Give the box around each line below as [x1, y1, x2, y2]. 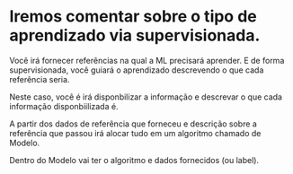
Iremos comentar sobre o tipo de [9, 6, 258, 27]
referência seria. [9, 74, 70, 84]
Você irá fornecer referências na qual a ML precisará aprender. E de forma [9, 55, 285, 65]
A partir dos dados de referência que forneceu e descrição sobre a [9, 118, 258, 129]
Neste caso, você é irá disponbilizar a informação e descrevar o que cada [9, 91, 283, 102]
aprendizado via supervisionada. [9, 25, 261, 46]
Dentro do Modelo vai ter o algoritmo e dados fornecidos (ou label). [9, 154, 259, 165]
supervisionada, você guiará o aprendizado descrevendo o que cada [9, 65, 264, 75]
